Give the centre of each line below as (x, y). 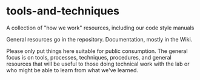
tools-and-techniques (63, 11)
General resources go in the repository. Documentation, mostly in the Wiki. (99, 39)
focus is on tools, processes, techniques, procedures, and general (89, 57)
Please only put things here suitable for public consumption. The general (97, 51)
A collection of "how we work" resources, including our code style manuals (100, 28)
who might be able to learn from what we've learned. (72, 70)
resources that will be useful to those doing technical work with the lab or (98, 64)
